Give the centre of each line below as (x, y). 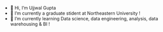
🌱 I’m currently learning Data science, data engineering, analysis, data (84, 19)
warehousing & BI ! (30, 24)
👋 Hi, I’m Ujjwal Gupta (33, 8)
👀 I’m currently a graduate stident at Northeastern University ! (75, 13)
